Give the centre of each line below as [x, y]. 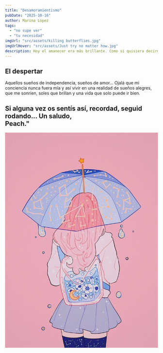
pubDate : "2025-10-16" [28, 15]
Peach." [17, 123]
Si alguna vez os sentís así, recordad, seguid [73, 108]
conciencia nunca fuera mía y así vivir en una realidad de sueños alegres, [78, 88]
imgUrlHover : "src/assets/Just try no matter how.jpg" [62, 46]
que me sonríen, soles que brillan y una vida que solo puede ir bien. [73, 93]
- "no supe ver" [26, 31]
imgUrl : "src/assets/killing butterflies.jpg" [53, 41]
